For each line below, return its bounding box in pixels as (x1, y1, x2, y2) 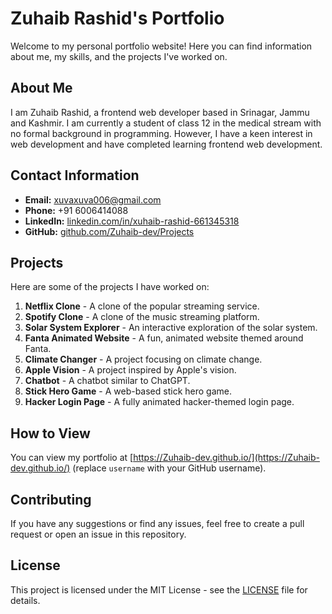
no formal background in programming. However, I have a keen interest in (10, 127, 313, 139)
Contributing (10, 491, 92, 508)
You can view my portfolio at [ (10, 452, 134, 464)
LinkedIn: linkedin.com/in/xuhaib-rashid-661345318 (24, 215, 240, 227)
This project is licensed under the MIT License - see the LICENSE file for (10, 583, 308, 596)
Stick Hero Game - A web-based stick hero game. (24, 385, 232, 397)
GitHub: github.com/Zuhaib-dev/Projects (24, 225, 195, 237)
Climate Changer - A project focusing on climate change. (24, 353, 263, 366)
